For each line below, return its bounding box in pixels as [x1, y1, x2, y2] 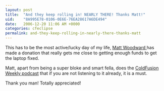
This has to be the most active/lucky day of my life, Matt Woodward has [5, 45, 154, 50]
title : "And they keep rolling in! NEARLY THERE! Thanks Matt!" [5, 12, 145, 17]
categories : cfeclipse [5, 26, 53, 31]
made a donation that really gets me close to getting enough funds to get [5, 50, 157, 56]
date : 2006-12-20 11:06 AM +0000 [5, 21, 80, 27]
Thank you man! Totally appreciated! [5, 80, 81, 86]
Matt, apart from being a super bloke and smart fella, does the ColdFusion [5, 65, 159, 71]
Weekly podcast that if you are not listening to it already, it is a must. [5, 70, 147, 76]
